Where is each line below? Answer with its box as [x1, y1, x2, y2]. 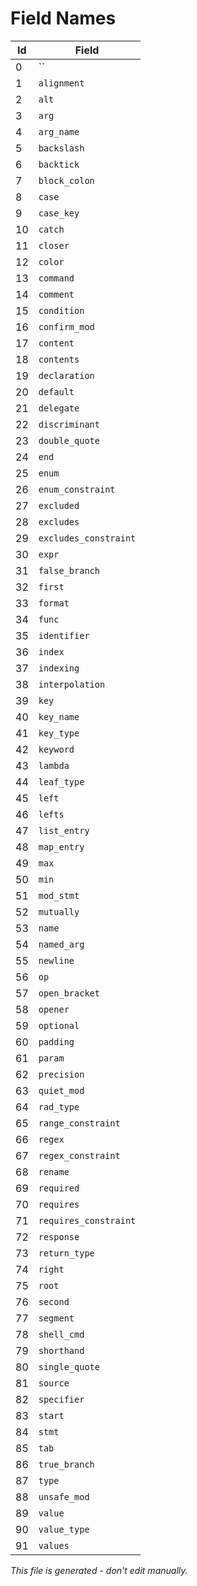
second [38, 1296, 70, 1307]
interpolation [38, 678, 106, 690]
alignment [38, 77, 85, 89]
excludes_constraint [38, 532, 137, 544]
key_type [38, 727, 80, 739]
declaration [38, 370, 95, 381]
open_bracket [38, 987, 100, 999]
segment [38, 1312, 75, 1324]
